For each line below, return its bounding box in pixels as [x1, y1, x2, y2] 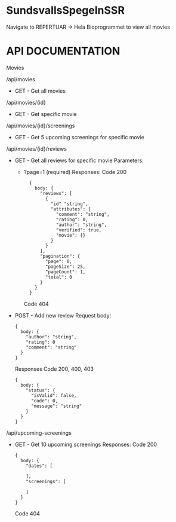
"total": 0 [45, 274, 73, 280]
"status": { [26, 387, 55, 393]
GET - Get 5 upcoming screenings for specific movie [14, 133, 144, 141]
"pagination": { [39, 253, 81, 259]
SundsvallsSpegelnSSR [6, 4, 125, 17]
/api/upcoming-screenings [6, 429, 72, 436]
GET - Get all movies [14, 87, 66, 94]
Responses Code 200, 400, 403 [14, 365, 94, 373]
